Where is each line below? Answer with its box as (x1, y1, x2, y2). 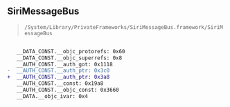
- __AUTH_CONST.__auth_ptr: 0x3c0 (7, 67, 110, 75)
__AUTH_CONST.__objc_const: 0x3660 (16, 86, 119, 94)
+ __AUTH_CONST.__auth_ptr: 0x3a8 (7, 74, 110, 81)
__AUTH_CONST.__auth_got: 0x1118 (16, 61, 113, 68)
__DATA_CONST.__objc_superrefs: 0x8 (16, 55, 123, 61)
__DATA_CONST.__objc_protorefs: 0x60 (16, 48, 126, 55)
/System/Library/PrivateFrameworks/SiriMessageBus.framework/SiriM (24, 23, 223, 30)
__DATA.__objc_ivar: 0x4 (16, 93, 89, 99)
